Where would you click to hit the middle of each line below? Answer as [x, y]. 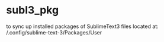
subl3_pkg [33, 10]
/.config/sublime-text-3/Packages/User [54, 32]
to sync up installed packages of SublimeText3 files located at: [82, 26]
